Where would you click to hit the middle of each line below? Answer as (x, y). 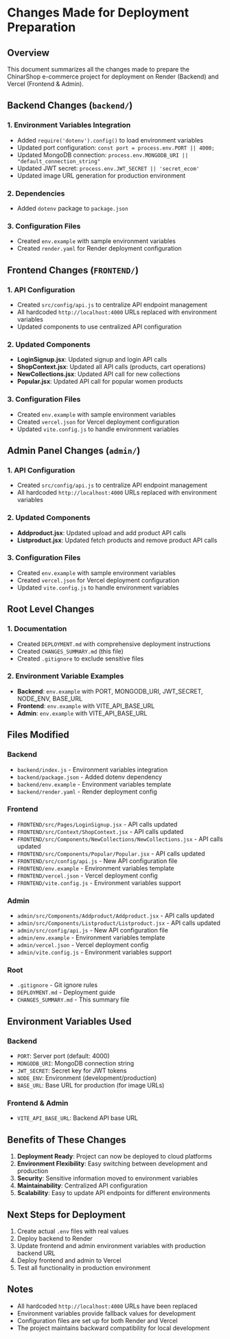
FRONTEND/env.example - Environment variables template (96, 868)
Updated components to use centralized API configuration (99, 326)
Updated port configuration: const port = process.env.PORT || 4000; (116, 147)
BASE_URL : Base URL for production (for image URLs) (91, 1086)
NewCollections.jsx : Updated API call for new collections (99, 374)
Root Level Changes (51, 609)
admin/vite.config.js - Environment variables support (94, 953)
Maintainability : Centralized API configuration (82, 1185)
